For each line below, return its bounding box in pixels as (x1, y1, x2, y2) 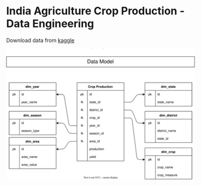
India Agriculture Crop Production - (6, 4, 185, 18)
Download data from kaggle (6, 36, 75, 44)
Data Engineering (6, 17, 95, 31)
